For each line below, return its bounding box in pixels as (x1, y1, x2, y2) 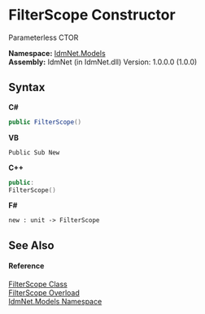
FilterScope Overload (8, 287, 80, 298)
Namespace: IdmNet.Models (8, 48, 106, 58)
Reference (8, 261, 45, 271)
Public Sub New (8, 148, 60, 156)
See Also (8, 238, 55, 252)
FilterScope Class (8, 279, 68, 289)
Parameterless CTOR (8, 33, 79, 42)
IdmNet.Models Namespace (8, 296, 102, 306)
